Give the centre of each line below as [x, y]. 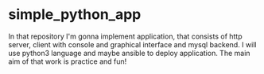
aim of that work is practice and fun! [68, 61]
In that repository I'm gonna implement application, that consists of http [125, 36]
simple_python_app [75, 15]
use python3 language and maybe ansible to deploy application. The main [129, 53]
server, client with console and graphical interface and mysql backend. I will [132, 44]
